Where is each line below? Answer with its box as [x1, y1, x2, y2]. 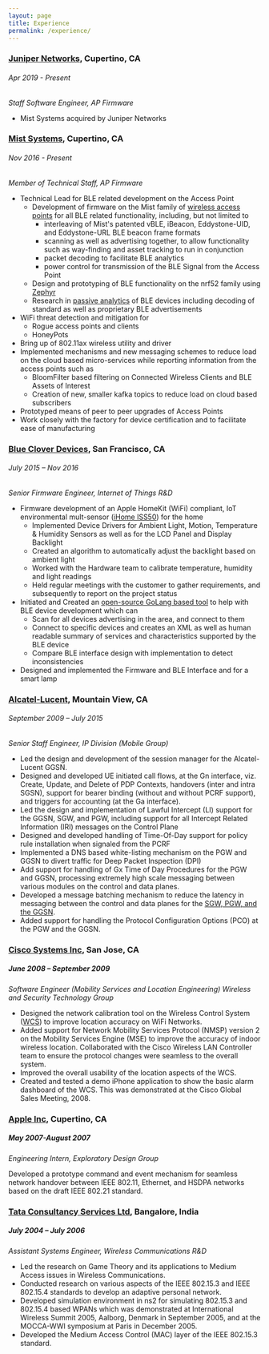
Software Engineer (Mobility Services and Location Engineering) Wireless [8, 984, 251, 993]
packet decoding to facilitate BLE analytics [43, 253, 185, 263]
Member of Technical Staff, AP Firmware [8, 178, 143, 187]
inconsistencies [31, 656, 84, 666]
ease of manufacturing [19, 423, 95, 433]
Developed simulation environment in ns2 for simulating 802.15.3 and [19, 1296, 248, 1305]
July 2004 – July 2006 [8, 1226, 86, 1235]
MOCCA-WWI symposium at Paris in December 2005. [19, 1321, 198, 1331]
